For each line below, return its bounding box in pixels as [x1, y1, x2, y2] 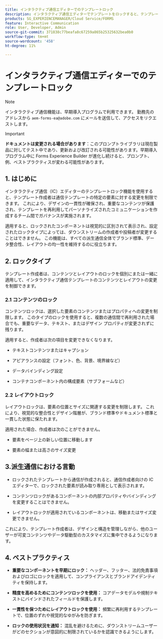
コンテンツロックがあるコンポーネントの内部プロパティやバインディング [12, 493, 156, 499]
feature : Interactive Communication [5, 20, 79, 26]
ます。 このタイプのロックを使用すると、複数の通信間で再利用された [13, 315, 150, 320]
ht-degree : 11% [5, 43, 36, 48]
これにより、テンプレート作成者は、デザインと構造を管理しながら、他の [5, 526, 149, 531]
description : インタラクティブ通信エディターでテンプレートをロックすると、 [5, 12, 141, 17]
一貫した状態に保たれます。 [5, 416, 60, 422]
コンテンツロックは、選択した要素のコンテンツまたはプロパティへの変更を [5, 308, 154, 314]
